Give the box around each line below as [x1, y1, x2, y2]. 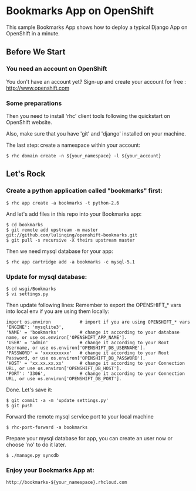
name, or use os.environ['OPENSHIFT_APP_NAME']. [6, 334, 127, 340]
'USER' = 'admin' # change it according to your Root [6, 340, 169, 345]
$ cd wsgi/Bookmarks [6, 286, 57, 292]
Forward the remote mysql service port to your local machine [6, 413, 154, 420]
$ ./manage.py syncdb [6, 452, 59, 458]
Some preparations [6, 99, 62, 107]
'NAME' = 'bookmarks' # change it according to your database [6, 329, 180, 335]
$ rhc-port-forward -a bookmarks [6, 424, 88, 430]
